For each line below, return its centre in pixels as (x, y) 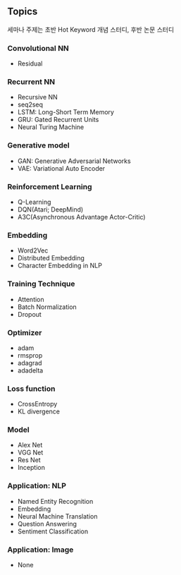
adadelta (30, 370)
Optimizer (25, 332)
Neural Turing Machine (51, 127)
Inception (31, 468)
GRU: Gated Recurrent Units (58, 120)
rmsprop (30, 355)
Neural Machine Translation (57, 516)
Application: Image (40, 550)
